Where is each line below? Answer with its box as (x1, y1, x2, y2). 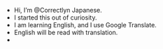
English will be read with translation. (13, 28, 118, 36)
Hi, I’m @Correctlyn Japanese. (13, 6, 103, 14)
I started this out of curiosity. (13, 13, 97, 22)
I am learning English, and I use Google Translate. (13, 21, 157, 29)
